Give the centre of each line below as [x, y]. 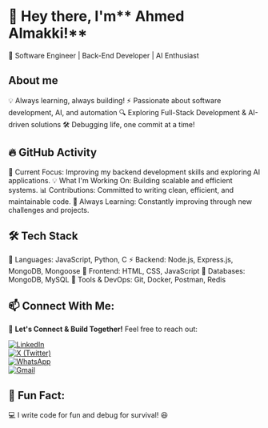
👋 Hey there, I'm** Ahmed [96, 16]
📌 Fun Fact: [37, 395]
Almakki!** [48, 33]
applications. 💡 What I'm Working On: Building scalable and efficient [121, 180]
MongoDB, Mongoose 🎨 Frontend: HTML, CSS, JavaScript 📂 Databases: [127, 271]
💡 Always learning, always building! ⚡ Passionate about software [115, 100]
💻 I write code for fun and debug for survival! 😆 [88, 415]
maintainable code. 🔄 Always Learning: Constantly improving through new [130, 201]
